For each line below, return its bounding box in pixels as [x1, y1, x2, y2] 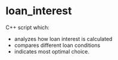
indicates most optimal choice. [14, 48, 90, 55]
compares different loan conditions [14, 42, 101, 49]
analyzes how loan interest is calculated [14, 35, 113, 42]
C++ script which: [5, 24, 50, 31]
